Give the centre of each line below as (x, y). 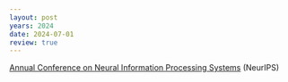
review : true (34, 42)
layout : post (34, 17)
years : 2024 (31, 26)
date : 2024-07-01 (42, 34)
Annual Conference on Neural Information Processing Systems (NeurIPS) (144, 68)
